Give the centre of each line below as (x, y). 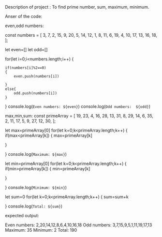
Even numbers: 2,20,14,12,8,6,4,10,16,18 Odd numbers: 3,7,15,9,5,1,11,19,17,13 (79, 225)
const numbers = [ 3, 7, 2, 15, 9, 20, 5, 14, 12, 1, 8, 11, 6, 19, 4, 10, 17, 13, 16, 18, (81, 35)
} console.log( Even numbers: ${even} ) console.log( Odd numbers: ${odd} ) (78, 106)
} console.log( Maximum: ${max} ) (36, 154)
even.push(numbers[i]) (37, 76)
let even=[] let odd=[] (26, 50)
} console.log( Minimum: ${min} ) (36, 187)
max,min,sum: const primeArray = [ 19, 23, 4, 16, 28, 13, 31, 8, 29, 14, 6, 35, (79, 116)
